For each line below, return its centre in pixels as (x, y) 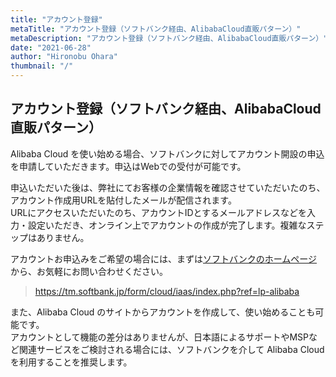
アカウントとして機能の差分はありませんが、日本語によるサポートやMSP (160, 337)
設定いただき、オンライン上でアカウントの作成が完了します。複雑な (167, 225)
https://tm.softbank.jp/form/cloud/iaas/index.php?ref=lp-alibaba (167, 291)
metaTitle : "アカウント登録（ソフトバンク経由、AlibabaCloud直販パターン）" (156, 29)
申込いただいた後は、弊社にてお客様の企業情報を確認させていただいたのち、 (168, 187)
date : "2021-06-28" (51, 47)
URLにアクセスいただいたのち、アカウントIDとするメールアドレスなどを (159, 212)
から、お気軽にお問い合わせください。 (89, 271)
